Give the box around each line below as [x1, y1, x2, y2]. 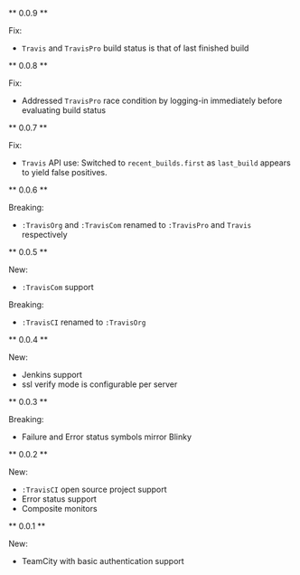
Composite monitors [21, 504, 98, 514]
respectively [21, 230, 69, 240]
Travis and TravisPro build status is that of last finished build [21, 42, 249, 53]
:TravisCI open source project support [21, 484, 168, 495]
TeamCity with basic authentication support [21, 556, 184, 566]
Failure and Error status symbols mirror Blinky [21, 431, 192, 442]
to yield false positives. [21, 167, 108, 177]
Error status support [21, 494, 97, 504]
